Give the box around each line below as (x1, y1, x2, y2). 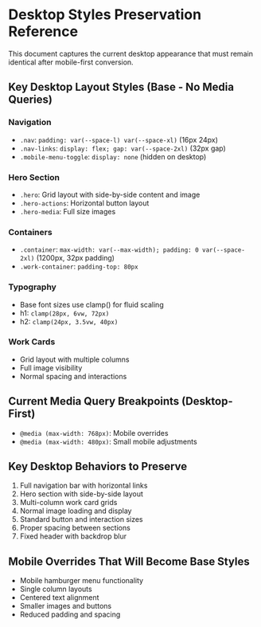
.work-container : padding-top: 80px (19, 261, 138, 272)
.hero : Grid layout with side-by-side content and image (19, 190, 201, 199)
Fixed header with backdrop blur (19, 531, 127, 541)
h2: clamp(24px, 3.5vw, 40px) (19, 316, 119, 326)
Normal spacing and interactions (19, 371, 127, 381)
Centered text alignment (19, 593, 99, 602)
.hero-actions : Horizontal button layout (19, 198, 150, 208)
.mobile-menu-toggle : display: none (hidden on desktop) (19, 151, 207, 161)
